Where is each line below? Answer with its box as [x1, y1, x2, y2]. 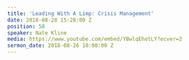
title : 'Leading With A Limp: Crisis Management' [7, 10, 155, 17]
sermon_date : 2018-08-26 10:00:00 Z [7, 42, 114, 49]
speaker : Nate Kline [7, 29, 68, 37]
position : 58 [7, 23, 45, 30]
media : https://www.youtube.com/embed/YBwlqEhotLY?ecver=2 [7, 36, 183, 43]
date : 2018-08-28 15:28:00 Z [7, 17, 92, 23]
